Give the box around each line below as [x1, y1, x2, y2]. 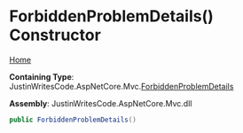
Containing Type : [9, 71, 74, 82]
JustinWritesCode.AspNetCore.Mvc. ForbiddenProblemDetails [9, 81, 234, 91]
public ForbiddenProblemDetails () [9, 115, 137, 124]
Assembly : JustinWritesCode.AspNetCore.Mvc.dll [9, 98, 192, 108]
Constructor [9, 25, 102, 45]
